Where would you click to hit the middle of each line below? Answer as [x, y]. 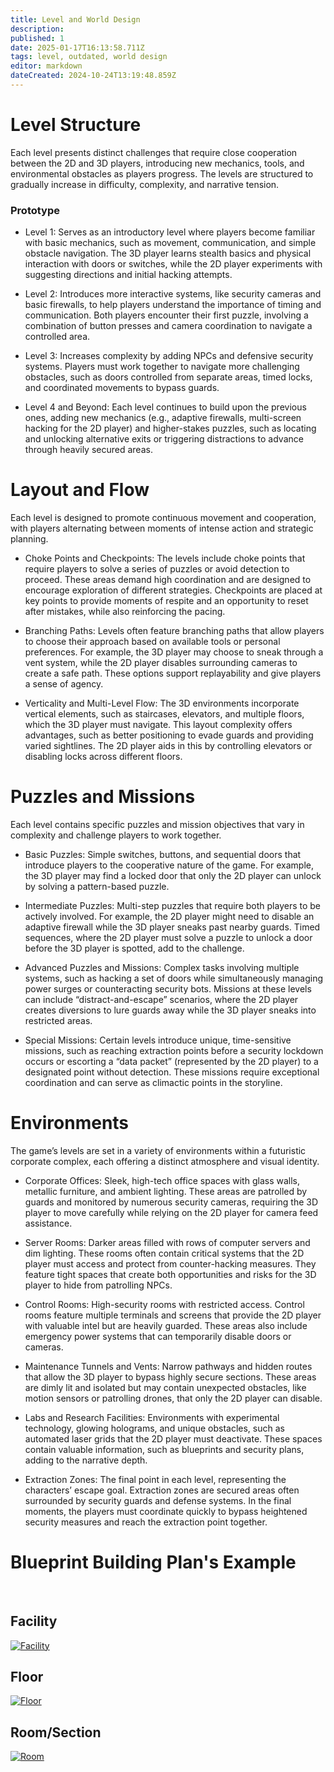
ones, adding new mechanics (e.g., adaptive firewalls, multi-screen [163, 418]
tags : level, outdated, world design [89, 57]
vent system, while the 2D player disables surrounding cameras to [161, 663]
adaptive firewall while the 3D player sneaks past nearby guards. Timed [172, 927]
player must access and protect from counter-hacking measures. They [170, 1263]
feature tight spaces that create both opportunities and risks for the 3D [170, 1274]
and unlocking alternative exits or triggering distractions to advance [164, 439]
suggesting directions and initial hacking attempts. [128, 275]
